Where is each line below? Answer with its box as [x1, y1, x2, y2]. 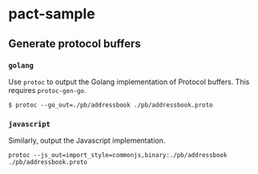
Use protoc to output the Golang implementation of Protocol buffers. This [8, 77, 250, 87]
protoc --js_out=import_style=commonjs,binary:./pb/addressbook [8, 152, 228, 160]
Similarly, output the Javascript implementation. [8, 136, 166, 145]
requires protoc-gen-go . [8, 85, 87, 95]
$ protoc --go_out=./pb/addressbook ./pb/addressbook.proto [8, 101, 214, 109]
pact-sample [8, 5, 95, 23]
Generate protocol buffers [8, 37, 142, 51]
